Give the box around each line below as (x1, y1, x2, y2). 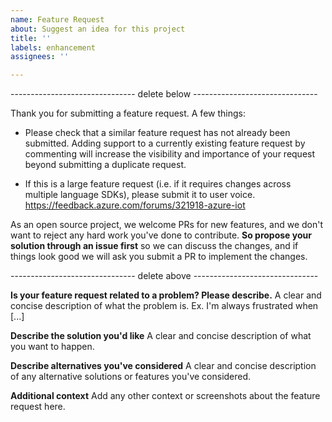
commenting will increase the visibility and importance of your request (24, 148, 316, 160)
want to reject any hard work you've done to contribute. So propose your (10, 229, 312, 241)
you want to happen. (10, 341, 95, 353)
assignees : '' (10, 52, 70, 62)
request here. (10, 401, 66, 413)
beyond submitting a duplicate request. (24, 159, 187, 171)
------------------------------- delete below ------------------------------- (10, 88, 318, 100)
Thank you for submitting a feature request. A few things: (10, 107, 246, 120)
